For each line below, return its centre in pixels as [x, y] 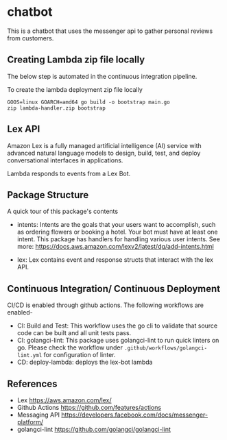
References [32, 383]
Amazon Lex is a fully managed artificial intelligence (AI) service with [105, 145]
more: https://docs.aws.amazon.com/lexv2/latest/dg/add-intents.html [115, 247]
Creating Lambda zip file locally [76, 60]
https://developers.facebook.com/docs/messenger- [134, 415]
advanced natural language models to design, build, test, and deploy [104, 153]
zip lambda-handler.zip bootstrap [57, 108]
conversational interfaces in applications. [65, 160]
